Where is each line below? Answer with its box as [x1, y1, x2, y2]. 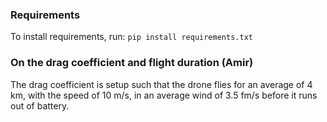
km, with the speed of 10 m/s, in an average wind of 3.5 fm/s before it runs [10, 89, 318, 101]
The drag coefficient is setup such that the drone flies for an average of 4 [10, 78, 313, 90]
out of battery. [10, 99, 70, 112]
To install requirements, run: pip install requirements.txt [10, 31, 253, 43]
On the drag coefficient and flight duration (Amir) [10, 56, 254, 70]
